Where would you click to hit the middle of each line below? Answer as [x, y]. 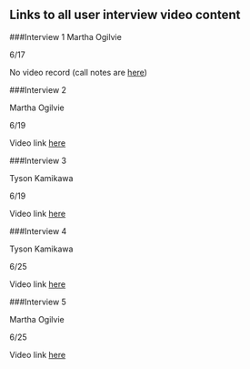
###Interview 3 [38, 160]
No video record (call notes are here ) [79, 72]
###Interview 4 [38, 231]
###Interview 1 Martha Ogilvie [66, 36]
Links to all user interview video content [125, 15]
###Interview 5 [38, 302]
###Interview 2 [38, 89]
